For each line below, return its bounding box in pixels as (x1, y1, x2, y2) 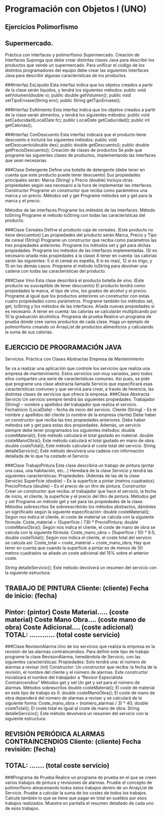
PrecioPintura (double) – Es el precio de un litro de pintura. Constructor (5, 483, 147, 489)
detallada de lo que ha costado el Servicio (5, 453, 89, 459)
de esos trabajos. (5, 805, 40, 811)
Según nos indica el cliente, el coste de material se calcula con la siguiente (5, 514, 154, 520)
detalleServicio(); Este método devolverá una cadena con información (5, 448, 144, 454)
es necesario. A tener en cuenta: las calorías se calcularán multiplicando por (5, 309, 157, 314)
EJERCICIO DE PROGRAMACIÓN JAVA (5, 343, 122, 351)
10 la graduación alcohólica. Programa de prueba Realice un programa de (5, 314, 151, 320)
